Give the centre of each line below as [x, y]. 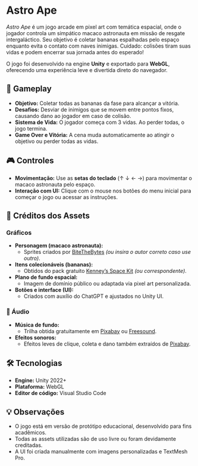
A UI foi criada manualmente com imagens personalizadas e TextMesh [101, 452]
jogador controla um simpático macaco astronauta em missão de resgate [96, 33]
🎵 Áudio [18, 312]
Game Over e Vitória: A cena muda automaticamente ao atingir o [94, 135]
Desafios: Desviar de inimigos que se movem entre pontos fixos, [94, 109]
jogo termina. [31, 128]
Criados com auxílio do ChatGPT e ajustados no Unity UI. [94, 296]
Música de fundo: [37, 325]
